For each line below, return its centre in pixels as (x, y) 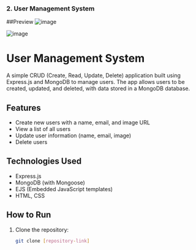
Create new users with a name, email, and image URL (82, 123)
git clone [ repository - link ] (52, 241)
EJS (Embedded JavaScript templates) (64, 189)
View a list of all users (43, 129)
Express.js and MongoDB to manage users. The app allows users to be (96, 82)
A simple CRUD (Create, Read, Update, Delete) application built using (93, 75)
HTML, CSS (30, 195)
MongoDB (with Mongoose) (50, 183)
